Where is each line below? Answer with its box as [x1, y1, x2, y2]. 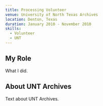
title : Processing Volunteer [5, 7, 67, 13]
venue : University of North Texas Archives [5, 12, 98, 17]
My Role [5, 54, 32, 63]
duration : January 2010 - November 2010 [5, 21, 92, 27]
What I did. [5, 68, 28, 74]
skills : [5, 26, 22, 31]
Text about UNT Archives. [5, 95, 59, 101]
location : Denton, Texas [5, 17, 58, 22]
